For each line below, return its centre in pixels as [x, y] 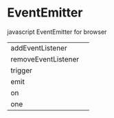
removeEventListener [45, 59]
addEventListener [39, 48]
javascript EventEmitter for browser [57, 32]
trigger [22, 70]
